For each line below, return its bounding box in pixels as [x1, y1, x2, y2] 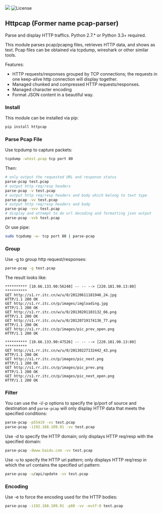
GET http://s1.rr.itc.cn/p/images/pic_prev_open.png [5, 327, 115, 332]
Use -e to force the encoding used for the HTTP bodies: [5, 494, 118, 500]
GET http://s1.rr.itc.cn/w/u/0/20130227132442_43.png [5, 348, 117, 353]
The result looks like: [5, 275, 47, 280]
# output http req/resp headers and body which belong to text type [5, 193, 147, 197]
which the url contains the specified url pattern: [5, 462, 101, 468]
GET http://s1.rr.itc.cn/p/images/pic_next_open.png [5, 374, 115, 378]
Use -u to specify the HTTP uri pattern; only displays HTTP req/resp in [5, 456, 147, 463]
